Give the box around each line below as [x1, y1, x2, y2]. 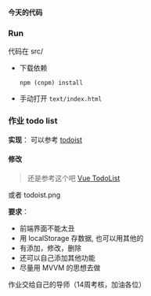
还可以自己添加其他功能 [19, 253, 95, 262]
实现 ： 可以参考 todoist [8, 135, 83, 144]
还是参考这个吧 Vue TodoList [27, 173, 120, 183]
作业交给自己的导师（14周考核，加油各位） [8, 279, 146, 289]
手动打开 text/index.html [19, 94, 102, 103]
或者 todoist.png [8, 190, 61, 199]
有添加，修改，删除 [19, 243, 82, 253]
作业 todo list [8, 116, 58, 127]
